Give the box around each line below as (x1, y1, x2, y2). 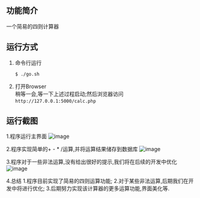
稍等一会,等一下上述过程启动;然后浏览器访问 (14, 90, 124, 97)
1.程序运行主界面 (6, 133, 47, 140)
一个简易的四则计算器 (6, 23, 59, 30)
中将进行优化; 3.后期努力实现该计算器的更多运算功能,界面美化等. (11, 185, 170, 192)
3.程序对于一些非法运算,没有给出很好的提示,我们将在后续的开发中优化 (6, 158, 177, 166)
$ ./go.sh (14, 71, 40, 77)
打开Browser (14, 83, 47, 90)
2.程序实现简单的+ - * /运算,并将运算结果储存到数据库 (6, 146, 138, 153)
